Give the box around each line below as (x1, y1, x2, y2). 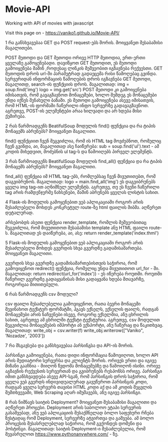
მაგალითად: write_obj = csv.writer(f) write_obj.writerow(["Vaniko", (5, 327, 144, 333)
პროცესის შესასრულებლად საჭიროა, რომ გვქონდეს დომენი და (5, 420, 142, 426)
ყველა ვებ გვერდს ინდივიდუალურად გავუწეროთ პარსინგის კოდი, (5, 378, 148, 384)
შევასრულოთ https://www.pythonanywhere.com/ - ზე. (5, 431, 119, 437)
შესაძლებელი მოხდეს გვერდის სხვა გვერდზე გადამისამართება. (5, 245, 143, 251)
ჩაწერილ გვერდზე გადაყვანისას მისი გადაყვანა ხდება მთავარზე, (5, 276, 145, 282)
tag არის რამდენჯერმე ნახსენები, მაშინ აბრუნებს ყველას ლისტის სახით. (5, 189, 159, 195)
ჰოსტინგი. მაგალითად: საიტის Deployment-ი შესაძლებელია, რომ (5, 425, 146, 431)
